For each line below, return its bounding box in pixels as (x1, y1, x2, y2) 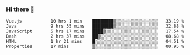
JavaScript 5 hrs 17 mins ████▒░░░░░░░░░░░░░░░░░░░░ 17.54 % (6, 28, 184, 34)
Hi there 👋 (6, 5, 35, 13)
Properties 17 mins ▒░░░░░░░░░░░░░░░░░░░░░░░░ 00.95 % (6, 43, 184, 50)
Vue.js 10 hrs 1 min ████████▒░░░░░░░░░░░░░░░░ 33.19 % (6, 19, 184, 24)
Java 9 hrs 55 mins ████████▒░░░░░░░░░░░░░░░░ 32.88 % (6, 23, 184, 30)
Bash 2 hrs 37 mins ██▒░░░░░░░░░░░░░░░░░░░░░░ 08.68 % (6, 34, 184, 39)
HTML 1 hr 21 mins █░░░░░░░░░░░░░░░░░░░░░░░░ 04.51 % (6, 39, 184, 45)
